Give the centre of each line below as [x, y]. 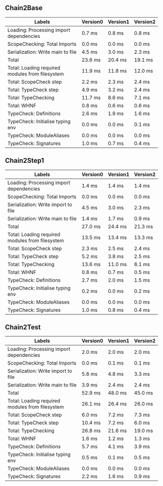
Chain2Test [23, 327]
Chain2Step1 [25, 161]
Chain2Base [24, 8]
